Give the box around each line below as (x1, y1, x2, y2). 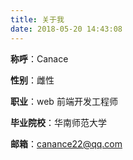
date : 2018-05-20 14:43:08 (10, 24, 123, 34)
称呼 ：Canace (10, 52, 69, 65)
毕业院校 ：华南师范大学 (10, 116, 107, 128)
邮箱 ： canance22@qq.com (10, 137, 123, 150)
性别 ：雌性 (10, 74, 55, 86)
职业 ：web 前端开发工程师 (10, 95, 118, 107)
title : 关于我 (10, 14, 65, 25)
